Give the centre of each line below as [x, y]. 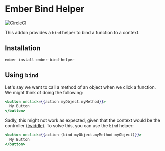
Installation [23, 48]
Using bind [22, 75]
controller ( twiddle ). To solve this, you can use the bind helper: [69, 126]
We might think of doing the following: [44, 92]
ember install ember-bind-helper [40, 60]
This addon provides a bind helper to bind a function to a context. [72, 32]
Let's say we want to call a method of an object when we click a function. [81, 87]
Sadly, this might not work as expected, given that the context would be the [83, 120]
